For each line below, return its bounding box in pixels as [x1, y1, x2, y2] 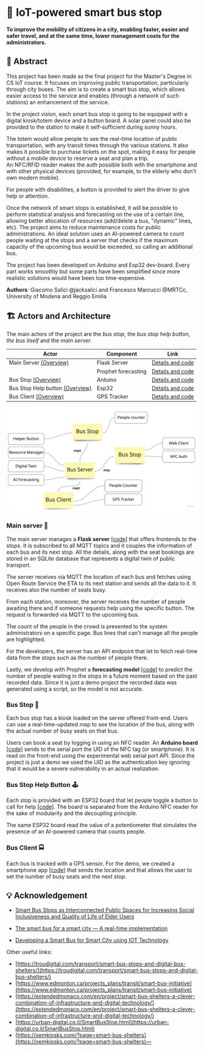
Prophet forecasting [96, 367, 147, 375]
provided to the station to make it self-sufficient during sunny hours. [6, 123, 177, 131]
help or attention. [6, 192, 49, 199]
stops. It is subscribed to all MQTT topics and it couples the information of [6, 542, 192, 549]
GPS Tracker [96, 393, 129, 400]
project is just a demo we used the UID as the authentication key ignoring [6, 759, 190, 766]
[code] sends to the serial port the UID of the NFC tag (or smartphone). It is [6, 745, 195, 753]
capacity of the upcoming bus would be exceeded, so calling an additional [6, 243, 193, 250]
